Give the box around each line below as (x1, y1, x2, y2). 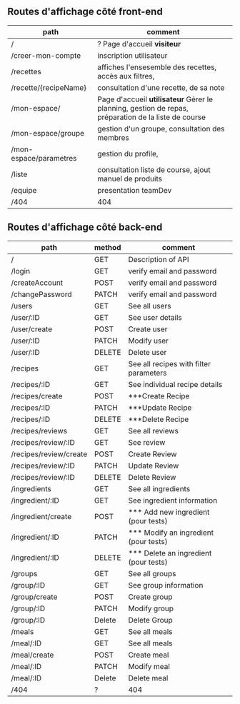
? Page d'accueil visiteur (97, 39, 181, 49)
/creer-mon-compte (11, 50, 81, 60)
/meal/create (11, 650, 54, 660)
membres (97, 132, 130, 142)
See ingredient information (128, 496, 218, 506)
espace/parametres (11, 153, 77, 163)
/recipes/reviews (11, 426, 68, 436)
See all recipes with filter (128, 358, 211, 368)
